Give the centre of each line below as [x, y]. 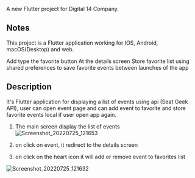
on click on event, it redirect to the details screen [76, 145]
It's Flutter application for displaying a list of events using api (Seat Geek [97, 102]
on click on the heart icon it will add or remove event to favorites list [100, 157]
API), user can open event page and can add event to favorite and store [96, 108]
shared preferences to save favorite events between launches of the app [97, 67]
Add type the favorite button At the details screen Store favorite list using [98, 61]
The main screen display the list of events [67, 126]
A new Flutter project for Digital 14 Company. [62, 9]
